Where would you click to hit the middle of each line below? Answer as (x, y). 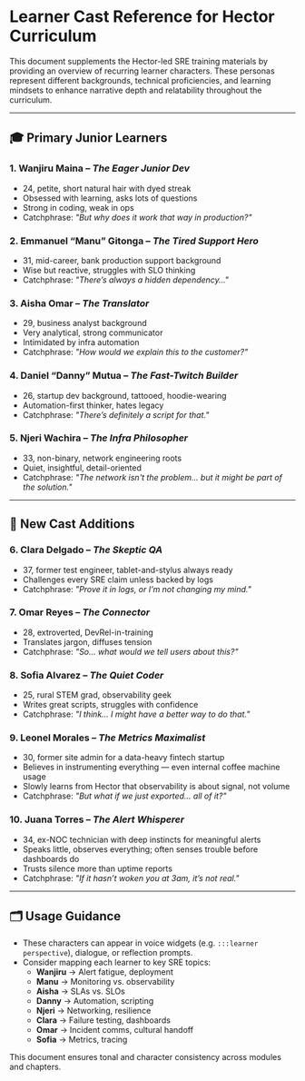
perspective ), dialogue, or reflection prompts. (108, 952)
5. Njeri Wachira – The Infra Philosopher (99, 438)
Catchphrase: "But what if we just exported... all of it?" (124, 796)
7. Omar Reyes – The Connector (80, 612)
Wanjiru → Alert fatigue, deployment (105, 972)
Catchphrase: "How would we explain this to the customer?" (135, 352)
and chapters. (35, 1066)
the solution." (47, 487)
